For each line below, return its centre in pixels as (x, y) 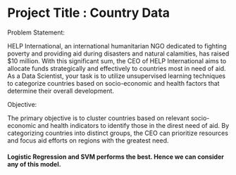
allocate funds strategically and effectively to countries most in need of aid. (117, 68)
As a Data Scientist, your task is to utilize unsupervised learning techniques (117, 76)
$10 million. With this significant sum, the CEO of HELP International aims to (117, 60)
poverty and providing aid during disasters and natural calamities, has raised (118, 53)
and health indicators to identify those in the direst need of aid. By (133, 125)
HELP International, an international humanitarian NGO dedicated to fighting (117, 46)
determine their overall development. (61, 91)
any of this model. (34, 164)
